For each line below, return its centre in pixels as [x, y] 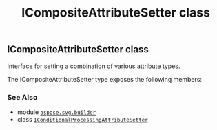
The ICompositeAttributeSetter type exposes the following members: [104, 79]
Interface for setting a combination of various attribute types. [94, 66]
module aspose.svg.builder [56, 112]
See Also [22, 97]
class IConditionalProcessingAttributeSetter [82, 119]
